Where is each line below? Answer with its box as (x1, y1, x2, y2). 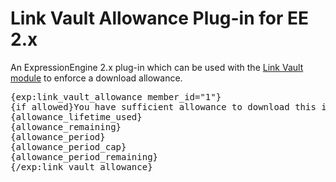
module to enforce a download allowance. (10, 72, 183, 84)
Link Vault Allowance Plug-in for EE (10, 7, 309, 30)
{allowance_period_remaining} (10, 151, 159, 162)
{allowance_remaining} (10, 121, 122, 132)
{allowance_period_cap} (10, 141, 127, 152)
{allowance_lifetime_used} (10, 111, 143, 122)
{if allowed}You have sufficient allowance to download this (10, 101, 317, 112)
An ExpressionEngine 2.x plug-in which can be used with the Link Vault (10, 61, 304, 73)
